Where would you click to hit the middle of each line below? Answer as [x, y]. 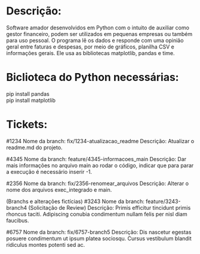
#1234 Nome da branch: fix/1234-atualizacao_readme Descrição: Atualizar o [100, 141]
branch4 [17, 207]
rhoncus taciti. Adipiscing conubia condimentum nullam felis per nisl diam [97, 214]
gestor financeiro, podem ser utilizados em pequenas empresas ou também [99, 34]
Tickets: [27, 125]
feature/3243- [163, 201]
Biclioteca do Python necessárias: [93, 78]
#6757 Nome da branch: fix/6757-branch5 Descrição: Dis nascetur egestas [99, 232]
